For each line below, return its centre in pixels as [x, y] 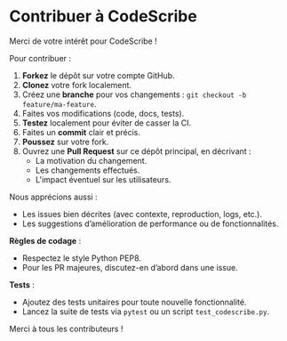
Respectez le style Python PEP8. [82, 258]
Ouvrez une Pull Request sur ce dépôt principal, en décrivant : [136, 151]
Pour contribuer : [40, 58]
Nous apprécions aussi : [53, 197]
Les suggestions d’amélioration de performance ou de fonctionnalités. [150, 223]
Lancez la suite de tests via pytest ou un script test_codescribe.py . [145, 311]
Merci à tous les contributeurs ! [66, 329]
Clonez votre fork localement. [76, 85]
